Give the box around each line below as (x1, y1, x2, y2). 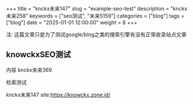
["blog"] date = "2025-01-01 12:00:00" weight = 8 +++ (6, 19, 137, 26)
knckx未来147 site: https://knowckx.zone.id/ (6, 91, 111, 98)
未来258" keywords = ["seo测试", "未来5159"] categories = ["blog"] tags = (6, 12, 185, 19)
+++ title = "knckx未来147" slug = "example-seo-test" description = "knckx (6, 5, 188, 12)
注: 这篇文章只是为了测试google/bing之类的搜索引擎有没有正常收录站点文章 (6, 31, 187, 38)
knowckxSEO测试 (6, 50, 71, 60)
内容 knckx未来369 (6, 66, 53, 73)
